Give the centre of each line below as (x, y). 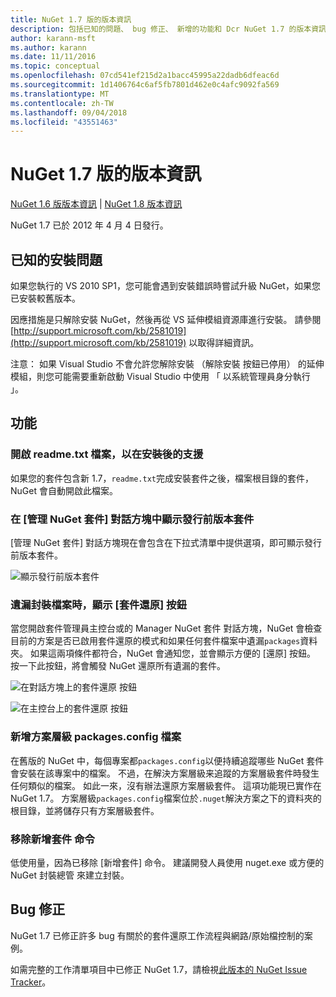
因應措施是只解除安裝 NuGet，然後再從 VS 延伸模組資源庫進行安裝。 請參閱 (166, 319)
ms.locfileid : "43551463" (64, 122)
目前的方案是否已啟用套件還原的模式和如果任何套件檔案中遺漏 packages (155, 641)
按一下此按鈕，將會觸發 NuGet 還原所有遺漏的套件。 (118, 666)
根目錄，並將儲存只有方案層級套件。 (85, 810)
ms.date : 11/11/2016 (53, 57)
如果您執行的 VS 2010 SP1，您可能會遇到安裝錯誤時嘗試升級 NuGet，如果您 (165, 285)
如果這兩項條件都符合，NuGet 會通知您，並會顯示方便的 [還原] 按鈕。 (172, 653)
